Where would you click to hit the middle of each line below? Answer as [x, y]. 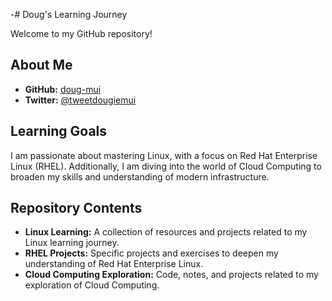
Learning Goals [59, 131]
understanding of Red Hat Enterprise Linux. [114, 264]
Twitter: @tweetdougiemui [80, 100]
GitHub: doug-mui [63, 89]
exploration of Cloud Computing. [92, 285]
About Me [41, 65]
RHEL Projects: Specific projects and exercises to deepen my [151, 253]
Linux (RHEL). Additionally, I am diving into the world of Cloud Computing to [166, 166]
